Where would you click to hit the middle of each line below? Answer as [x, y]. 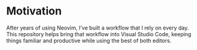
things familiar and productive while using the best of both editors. [89, 40]
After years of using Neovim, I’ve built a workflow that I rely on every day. [98, 28]
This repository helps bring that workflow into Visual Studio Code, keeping [99, 34]
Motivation [34, 11]
